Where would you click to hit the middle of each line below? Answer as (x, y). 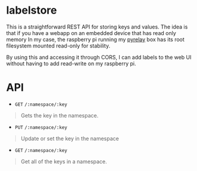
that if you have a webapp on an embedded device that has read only (91, 33)
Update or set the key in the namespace (70, 138)
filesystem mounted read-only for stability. (58, 46)
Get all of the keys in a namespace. (64, 161)
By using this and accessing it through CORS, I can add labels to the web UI (99, 57)
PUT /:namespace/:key (41, 127)
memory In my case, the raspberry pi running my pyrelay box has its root (95, 39)
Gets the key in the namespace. (60, 115)
